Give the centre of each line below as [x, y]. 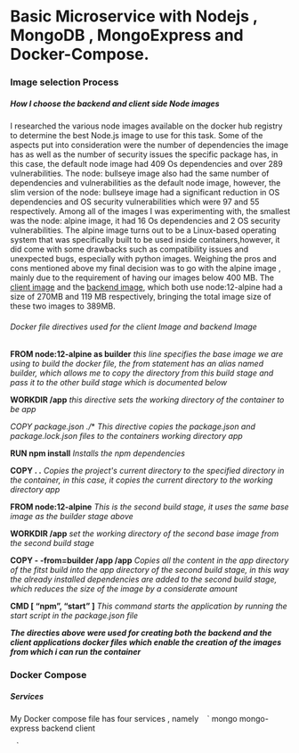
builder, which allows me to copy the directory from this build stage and [142, 373]
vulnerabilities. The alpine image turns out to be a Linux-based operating [143, 230]
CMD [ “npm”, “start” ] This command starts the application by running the [149, 606]
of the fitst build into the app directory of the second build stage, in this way [149, 570]
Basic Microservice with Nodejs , [134, 17]
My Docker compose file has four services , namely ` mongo [124, 719]
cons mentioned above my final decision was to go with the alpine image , [145, 269]
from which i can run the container [76, 652]
